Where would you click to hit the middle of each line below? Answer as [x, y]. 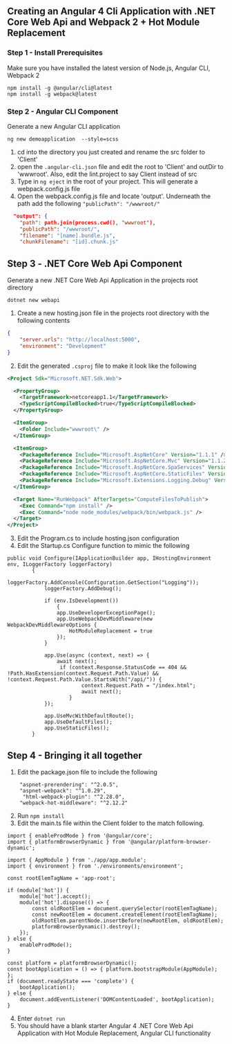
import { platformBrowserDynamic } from [66, 842]
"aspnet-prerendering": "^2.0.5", [69, 785]
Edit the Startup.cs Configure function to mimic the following [103, 546]
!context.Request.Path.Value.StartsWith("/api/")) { [85, 680]
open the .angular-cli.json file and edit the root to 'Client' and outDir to [120, 166]
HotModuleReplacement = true [111, 631]
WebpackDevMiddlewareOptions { [52, 625]
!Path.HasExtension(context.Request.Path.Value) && [83, 674]
